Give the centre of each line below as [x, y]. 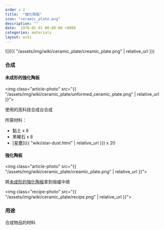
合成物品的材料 [20, 222]
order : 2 [15, 10]
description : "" [22, 23]
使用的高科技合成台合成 [29, 110]
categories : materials [28, 33]
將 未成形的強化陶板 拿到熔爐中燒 [37, 182]
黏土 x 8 [20, 131]
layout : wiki [18, 38]
